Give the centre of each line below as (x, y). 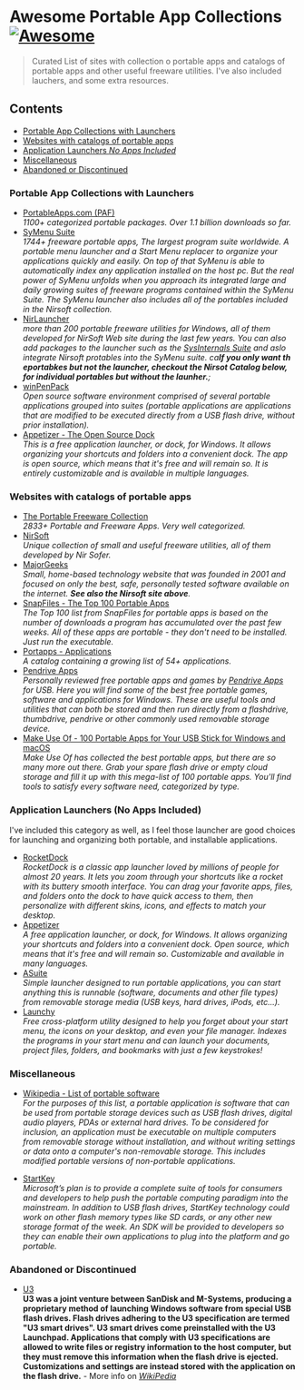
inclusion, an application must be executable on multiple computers (149, 1131)
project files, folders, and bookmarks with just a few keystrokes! (142, 1050)
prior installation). (56, 425)
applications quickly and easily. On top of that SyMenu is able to (143, 261)
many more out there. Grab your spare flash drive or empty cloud (145, 767)
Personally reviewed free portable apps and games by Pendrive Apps (153, 680)
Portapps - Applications (67, 652)
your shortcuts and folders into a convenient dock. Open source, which (156, 944)
